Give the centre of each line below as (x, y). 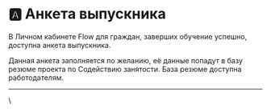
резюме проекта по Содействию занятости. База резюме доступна (125, 69)
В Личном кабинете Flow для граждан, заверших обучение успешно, (128, 36)
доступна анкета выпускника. (60, 45)
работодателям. (36, 78)
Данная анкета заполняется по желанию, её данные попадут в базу (126, 60)
